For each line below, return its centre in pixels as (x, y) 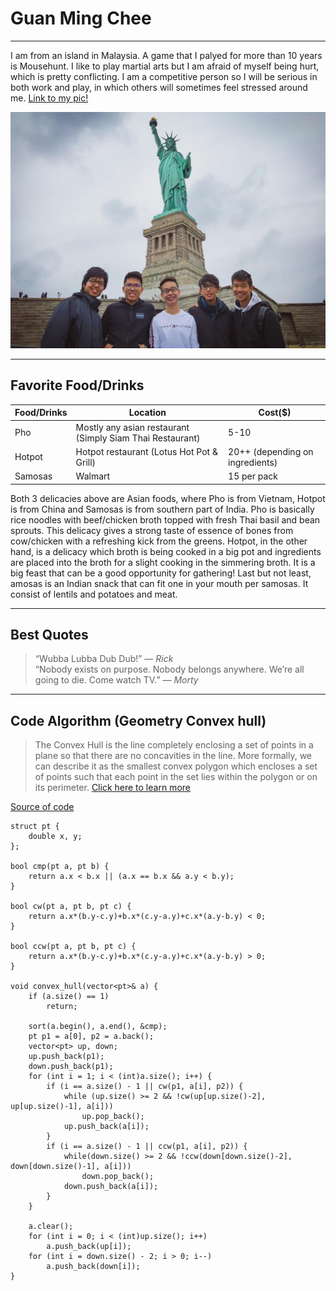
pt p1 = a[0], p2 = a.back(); (91, 1037)
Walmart (93, 476)
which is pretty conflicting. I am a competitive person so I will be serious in (164, 76)
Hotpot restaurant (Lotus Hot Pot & (146, 451)
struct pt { (35, 827)
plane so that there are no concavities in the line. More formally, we (173, 756)
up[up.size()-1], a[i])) (62, 1107)
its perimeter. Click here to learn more (112, 788)
